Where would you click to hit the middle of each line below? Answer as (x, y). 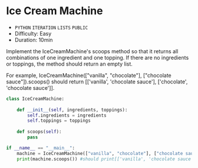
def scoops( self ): (39, 132)
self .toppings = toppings (59, 121)
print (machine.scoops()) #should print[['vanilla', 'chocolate (96, 159)
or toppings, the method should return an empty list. (69, 64)
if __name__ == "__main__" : (41, 148)
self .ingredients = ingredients (67, 115)
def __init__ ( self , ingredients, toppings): (72, 110)
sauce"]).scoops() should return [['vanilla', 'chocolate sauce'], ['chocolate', (97, 82)
